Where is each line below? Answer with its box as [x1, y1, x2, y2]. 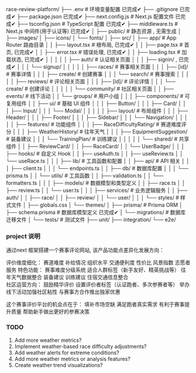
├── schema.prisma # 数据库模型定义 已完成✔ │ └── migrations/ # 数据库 [6, 209, 186, 216]
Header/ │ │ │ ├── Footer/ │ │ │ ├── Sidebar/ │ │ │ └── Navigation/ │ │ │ [6, 114, 188, 121]
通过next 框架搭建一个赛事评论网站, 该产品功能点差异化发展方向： [6, 246, 165, 254]
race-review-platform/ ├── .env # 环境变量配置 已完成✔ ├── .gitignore [6, 6, 178, 12]
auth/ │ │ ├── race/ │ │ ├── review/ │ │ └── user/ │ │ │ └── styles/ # [6, 194, 180, 201]
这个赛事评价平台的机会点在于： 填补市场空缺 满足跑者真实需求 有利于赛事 [6, 301, 185, 308]
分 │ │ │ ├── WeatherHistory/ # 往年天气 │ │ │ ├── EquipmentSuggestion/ [6, 128, 188, 135]
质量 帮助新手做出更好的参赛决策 [11, 308, 90, 316]
